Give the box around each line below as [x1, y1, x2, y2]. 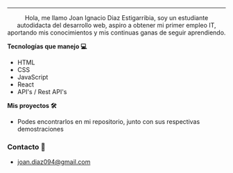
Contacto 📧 [7, 142, 46, 152]
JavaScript [17, 73, 49, 81]
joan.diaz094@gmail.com [17, 158, 91, 166]
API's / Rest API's [17, 88, 67, 95]
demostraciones [17, 125, 64, 133]
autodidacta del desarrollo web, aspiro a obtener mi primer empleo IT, [17, 21, 216, 29]
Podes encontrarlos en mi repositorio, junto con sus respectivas [17, 118, 200, 125]
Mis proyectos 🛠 [7, 102, 57, 109]
